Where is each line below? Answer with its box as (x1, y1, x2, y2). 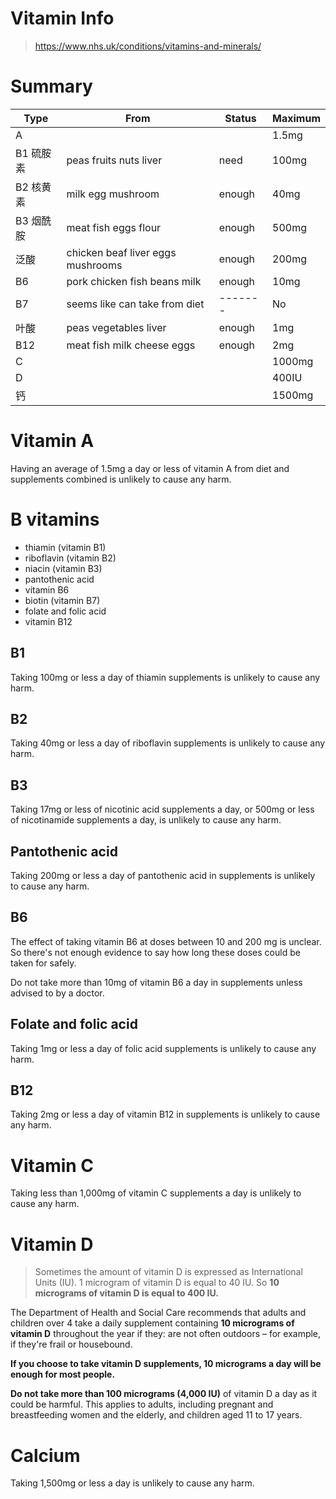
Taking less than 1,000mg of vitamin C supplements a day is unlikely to (10, 1187, 302, 1199)
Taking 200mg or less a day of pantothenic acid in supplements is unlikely (10, 870, 316, 881)
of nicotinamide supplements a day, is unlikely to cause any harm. (10, 814, 282, 826)
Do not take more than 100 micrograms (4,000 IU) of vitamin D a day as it (10, 1388, 318, 1400)
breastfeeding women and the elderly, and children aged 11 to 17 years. (10, 1409, 303, 1421)
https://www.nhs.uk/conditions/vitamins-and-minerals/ (34, 40, 262, 52)
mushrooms (66, 258, 123, 272)
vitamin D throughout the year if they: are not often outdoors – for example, (10, 1328, 322, 1340)
